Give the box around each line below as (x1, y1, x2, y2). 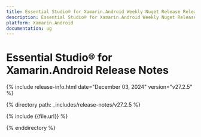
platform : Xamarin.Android (6, 20, 74, 26)
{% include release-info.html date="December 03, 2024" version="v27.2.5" (6, 83, 193, 91)
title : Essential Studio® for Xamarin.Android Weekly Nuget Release (6, 8, 181, 15)
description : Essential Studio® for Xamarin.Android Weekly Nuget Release (6, 14, 197, 20)
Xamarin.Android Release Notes (6, 64, 169, 77)
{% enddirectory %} (6, 124, 56, 132)
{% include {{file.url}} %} (6, 113, 68, 120)
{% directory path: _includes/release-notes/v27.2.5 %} (6, 101, 141, 108)
